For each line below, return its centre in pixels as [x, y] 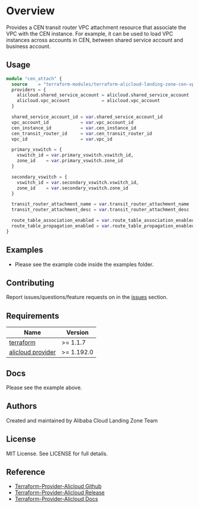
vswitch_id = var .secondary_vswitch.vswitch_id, [78, 182]
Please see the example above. [44, 388]
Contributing [30, 283]
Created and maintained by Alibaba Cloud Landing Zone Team [82, 420]
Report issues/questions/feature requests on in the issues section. [87, 297]
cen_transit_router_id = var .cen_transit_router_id [82, 134]
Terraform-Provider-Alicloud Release [60, 493]
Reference [26, 472]
